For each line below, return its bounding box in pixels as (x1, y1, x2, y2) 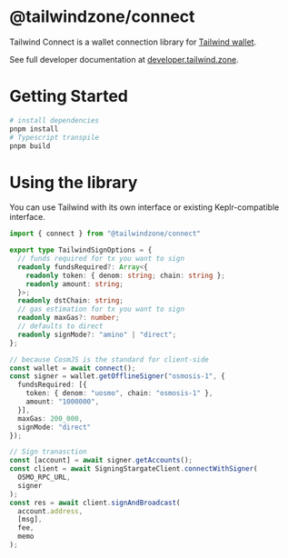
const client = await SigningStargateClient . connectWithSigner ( (9, 464, 258, 473)
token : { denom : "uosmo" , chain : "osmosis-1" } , (25, 389, 214, 398)
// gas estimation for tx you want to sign (17, 304, 184, 314)
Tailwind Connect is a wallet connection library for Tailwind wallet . (9, 36, 257, 47)
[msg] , (17, 515, 43, 524)
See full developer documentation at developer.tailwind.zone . (9, 54, 239, 65)
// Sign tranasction (9, 447, 88, 456)
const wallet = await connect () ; (9, 364, 136, 373)
